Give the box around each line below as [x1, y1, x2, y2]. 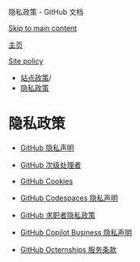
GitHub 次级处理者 [19, 160, 82, 170]
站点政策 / [19, 73, 52, 83]
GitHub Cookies [19, 176, 74, 186]
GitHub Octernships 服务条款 [19, 244, 117, 254]
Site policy [8, 56, 44, 66]
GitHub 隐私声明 [19, 143, 74, 152]
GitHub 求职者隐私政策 [19, 210, 95, 220]
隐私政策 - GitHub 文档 [8, 7, 83, 16]
